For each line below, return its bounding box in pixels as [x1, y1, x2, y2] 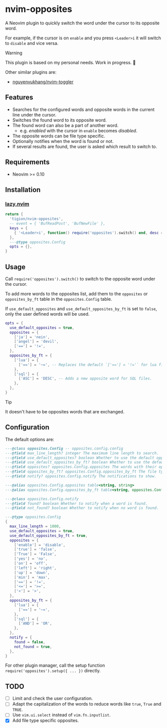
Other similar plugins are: [5, 69, 57, 75]
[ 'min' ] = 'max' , [14, 575, 50, 580]
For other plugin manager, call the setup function [5, 662, 105, 668]
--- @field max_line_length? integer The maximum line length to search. [5, 451, 159, 456]
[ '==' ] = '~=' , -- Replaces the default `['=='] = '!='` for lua [18, 362, 157, 367]
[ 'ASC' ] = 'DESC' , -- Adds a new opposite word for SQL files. [18, 376, 153, 381]
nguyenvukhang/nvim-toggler [12, 79, 74, 85]
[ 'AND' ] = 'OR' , [18, 621, 52, 626]
